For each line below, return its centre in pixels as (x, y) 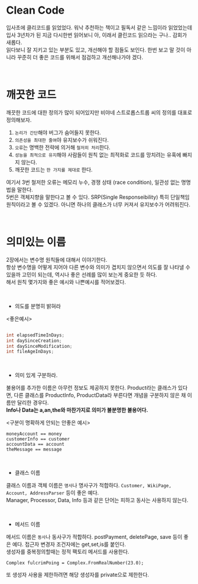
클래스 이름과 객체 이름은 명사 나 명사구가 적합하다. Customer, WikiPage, (89, 485)
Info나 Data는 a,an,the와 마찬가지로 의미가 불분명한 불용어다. (77, 410)
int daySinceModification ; (39, 346)
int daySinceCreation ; (34, 341)
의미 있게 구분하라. (36, 375)
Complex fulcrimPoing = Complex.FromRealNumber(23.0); (75, 563)
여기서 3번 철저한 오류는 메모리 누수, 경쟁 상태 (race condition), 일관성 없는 (93, 182)
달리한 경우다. (33, 403)
